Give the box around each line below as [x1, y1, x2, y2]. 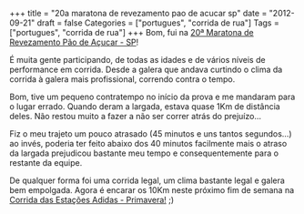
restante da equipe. [9, 158, 83, 168]
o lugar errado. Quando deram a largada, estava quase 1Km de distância [9, 101, 280, 112]
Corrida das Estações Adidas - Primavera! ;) [9, 195, 175, 205]
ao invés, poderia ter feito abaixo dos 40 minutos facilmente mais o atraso [9, 138, 288, 148]
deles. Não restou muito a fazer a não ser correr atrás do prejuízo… [9, 111, 262, 121]
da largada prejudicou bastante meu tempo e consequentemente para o [9, 148, 279, 158]
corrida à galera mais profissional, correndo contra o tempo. [9, 74, 236, 85]
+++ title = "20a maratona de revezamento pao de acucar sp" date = [9, 8, 268, 18]
